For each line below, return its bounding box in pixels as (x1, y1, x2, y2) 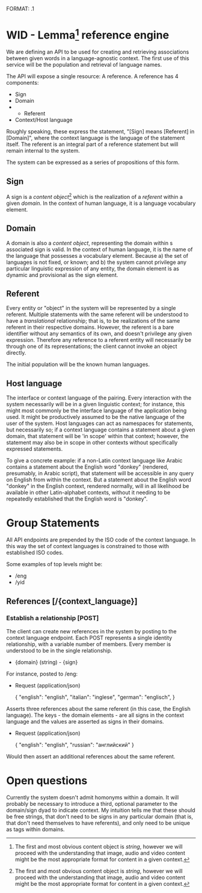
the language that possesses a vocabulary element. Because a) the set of (6, 252, 189, 259)
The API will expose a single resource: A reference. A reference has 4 (6, 73, 179, 80)
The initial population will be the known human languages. (6, 361, 150, 368)
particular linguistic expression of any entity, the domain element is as (6, 264, 179, 272)
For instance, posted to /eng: (6, 670, 78, 677)
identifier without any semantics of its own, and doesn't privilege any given (6, 330, 192, 337)
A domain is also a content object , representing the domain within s (6, 239, 173, 246)
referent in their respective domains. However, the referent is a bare (6, 324, 174, 331)
